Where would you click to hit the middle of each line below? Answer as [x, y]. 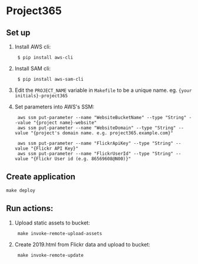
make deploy [21, 190]
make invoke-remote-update [50, 255]
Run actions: [30, 208]
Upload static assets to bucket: [52, 223]
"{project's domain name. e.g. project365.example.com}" [102, 133]
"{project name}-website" [65, 123]
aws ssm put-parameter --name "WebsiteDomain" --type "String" [97, 128]
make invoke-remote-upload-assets [60, 233]
